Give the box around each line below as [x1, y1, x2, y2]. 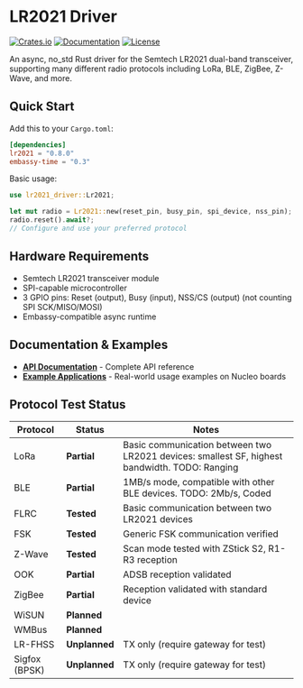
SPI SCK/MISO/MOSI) [22, 301, 103, 312]
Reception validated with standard [123, 583, 268, 596]
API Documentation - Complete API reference [22, 361, 195, 372]
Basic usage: [9, 173, 58, 184]
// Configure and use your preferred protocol [9, 224, 188, 233]
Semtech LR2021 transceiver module [22, 272, 160, 283]
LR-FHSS [14, 638, 55, 651]
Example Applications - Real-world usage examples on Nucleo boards [22, 371, 287, 381]
